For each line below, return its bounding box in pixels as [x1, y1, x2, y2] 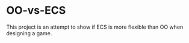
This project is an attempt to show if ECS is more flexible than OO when [6, 23, 184, 30]
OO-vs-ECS [6, 4, 66, 17]
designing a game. [6, 29, 52, 36]
